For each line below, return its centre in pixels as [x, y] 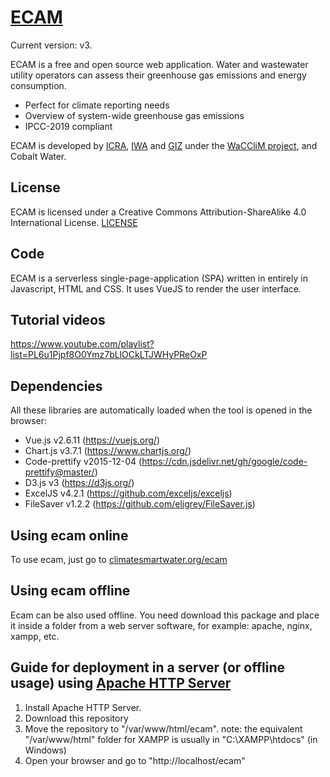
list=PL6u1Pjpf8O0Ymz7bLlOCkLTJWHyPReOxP [109, 355]
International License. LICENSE [74, 222]
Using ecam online [69, 535]
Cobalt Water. [38, 156]
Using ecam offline [70, 591]
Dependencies [56, 386]
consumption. [38, 85]
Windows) [45, 750]
